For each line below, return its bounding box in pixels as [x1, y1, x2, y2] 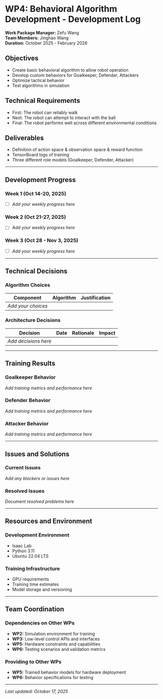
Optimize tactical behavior [12, 77, 65, 83]
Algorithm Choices [5, 282, 50, 288]
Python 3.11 [12, 548, 35, 554]
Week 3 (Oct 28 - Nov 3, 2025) [5, 237, 79, 244]
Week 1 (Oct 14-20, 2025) [5, 190, 66, 197]
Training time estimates [12, 582, 59, 587]
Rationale [72, 329, 95, 336]
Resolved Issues [5, 487, 45, 494]
